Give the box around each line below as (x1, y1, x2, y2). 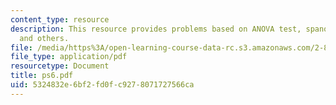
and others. (19, 33, 70, 43)
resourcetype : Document (10, 61, 110, 71)
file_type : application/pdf (10, 52, 128, 62)
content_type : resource (10, 14, 110, 25)
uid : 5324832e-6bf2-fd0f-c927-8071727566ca (10, 80, 195, 90)
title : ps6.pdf (10, 71, 74, 81)
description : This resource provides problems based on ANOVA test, (10, 24, 302, 34)
